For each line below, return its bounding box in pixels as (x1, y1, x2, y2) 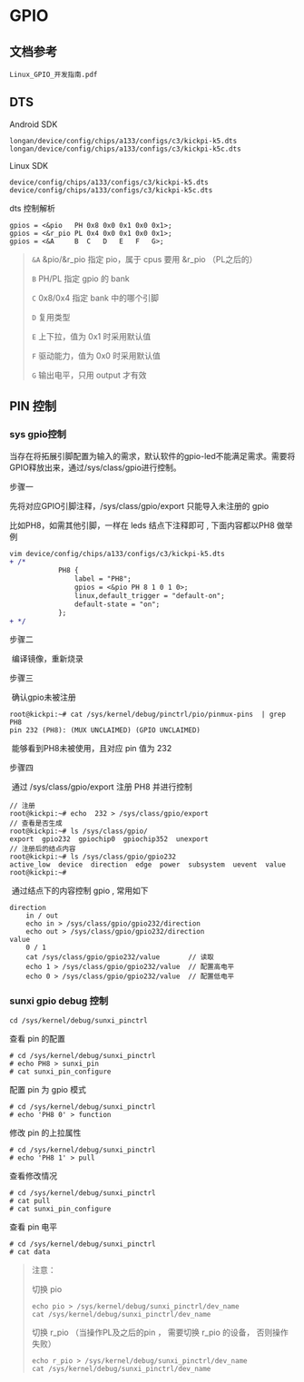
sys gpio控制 (9, 428, 66, 441)
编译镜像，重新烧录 (11, 653, 83, 664)
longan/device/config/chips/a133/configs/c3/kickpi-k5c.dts (9, 144, 242, 153)
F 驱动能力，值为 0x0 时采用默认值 (31, 350, 162, 361)
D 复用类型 (31, 311, 71, 322)
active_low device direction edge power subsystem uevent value (9, 860, 286, 869)
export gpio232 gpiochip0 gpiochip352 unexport (9, 835, 209, 844)
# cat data (9, 1247, 51, 1257)
